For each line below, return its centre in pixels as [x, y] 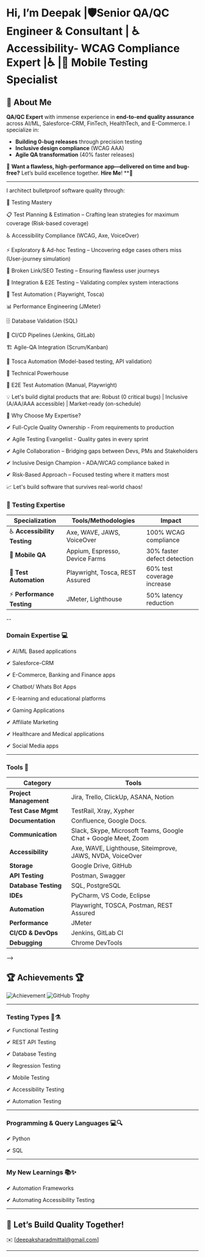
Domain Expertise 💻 [37, 635]
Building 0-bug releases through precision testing [78, 142]
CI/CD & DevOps [34, 932]
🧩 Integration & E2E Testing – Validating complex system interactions [92, 282]
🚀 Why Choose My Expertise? [44, 416]
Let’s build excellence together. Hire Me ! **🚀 [77, 173]
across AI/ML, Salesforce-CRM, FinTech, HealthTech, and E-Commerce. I [98, 123]
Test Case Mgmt [34, 810]
